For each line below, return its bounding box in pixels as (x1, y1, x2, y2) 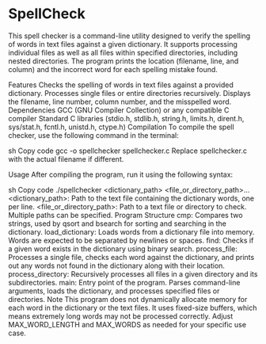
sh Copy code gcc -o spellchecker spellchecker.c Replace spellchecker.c (8, 146, 248, 155)
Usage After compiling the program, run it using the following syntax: (8, 170, 234, 179)
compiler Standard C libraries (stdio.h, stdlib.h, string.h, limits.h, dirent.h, (8, 113, 245, 123)
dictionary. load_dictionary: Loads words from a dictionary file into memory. (8, 227, 255, 236)
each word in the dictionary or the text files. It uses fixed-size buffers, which (8, 303, 257, 312)
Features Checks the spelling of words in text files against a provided (8, 80, 234, 90)
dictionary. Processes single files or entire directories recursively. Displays (8, 88, 251, 97)
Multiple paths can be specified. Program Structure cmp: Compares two (8, 210, 243, 220)
